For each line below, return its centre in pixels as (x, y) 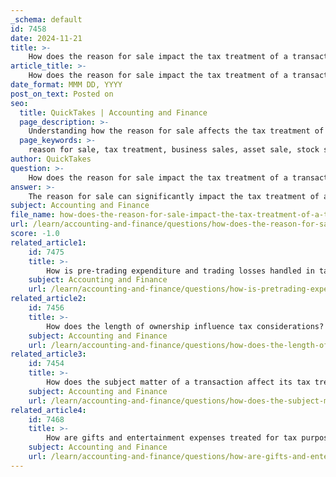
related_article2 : (48, 299)
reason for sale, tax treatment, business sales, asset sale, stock (174, 150)
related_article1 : (48, 242)
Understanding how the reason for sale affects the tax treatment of (176, 131)
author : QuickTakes (51, 159)
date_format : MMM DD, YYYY (66, 85)
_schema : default (46, 19)
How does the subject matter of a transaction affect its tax (178, 382)
